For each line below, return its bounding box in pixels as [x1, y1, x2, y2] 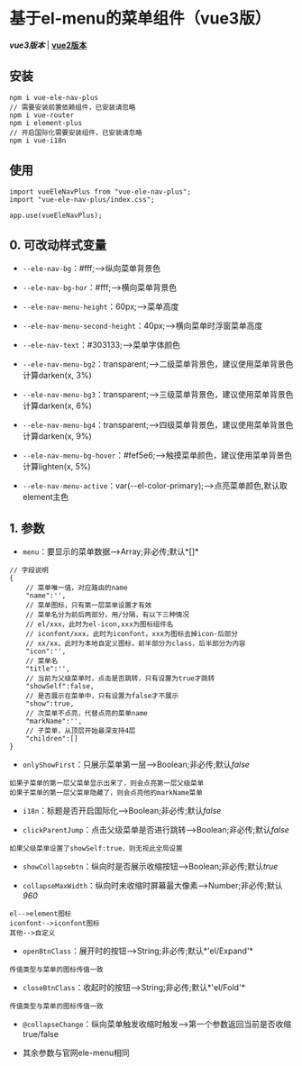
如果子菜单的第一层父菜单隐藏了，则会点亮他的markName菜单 [9, 788, 203, 797]
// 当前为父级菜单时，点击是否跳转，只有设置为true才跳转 [25, 674, 215, 683]
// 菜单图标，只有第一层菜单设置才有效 [25, 601, 152, 610]
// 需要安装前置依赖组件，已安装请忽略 [9, 103, 136, 112]
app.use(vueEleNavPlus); [9, 211, 103, 220]
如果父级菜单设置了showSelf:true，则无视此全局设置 [9, 844, 183, 853]
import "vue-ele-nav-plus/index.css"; [9, 195, 155, 204]
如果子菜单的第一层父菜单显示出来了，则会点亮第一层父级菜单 [9, 779, 205, 788]
